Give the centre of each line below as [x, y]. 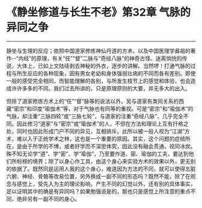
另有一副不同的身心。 [53, 198]
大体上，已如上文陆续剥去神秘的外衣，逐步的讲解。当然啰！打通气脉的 [103, 66]
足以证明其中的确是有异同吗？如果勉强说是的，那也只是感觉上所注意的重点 [98, 191]
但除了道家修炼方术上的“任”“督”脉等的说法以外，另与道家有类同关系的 [93, 101]
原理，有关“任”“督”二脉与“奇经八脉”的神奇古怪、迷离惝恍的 [109, 58]
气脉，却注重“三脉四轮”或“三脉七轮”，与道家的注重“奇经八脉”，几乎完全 [95, 116]
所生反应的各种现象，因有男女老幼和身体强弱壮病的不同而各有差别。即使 [106, 73]
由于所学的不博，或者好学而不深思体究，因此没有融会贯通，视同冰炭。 [109, 146]
